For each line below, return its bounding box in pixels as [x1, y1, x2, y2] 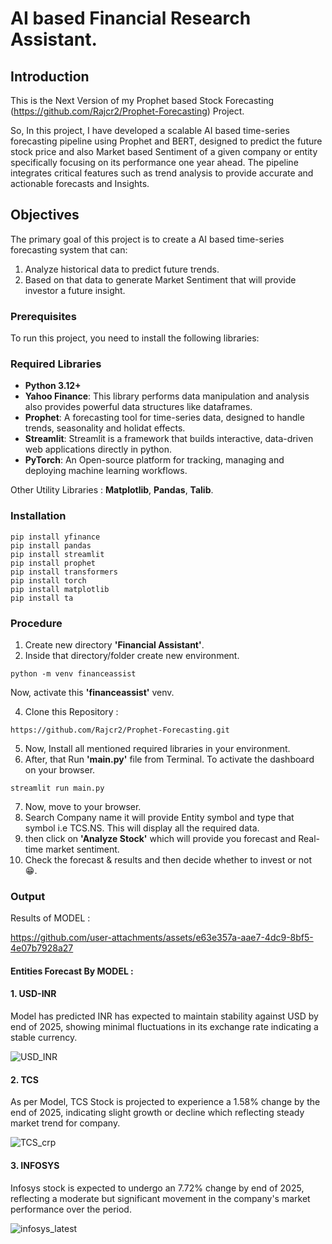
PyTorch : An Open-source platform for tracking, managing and [24, 454, 285, 466]
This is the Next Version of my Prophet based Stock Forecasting [10, 95, 275, 106]
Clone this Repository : [24, 706, 119, 717]
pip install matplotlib [10, 584, 110, 594]
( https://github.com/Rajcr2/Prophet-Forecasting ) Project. [10, 105, 245, 117]
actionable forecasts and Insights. [10, 178, 150, 189]
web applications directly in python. [24, 443, 172, 456]
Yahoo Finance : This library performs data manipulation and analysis [24, 390, 310, 402]
